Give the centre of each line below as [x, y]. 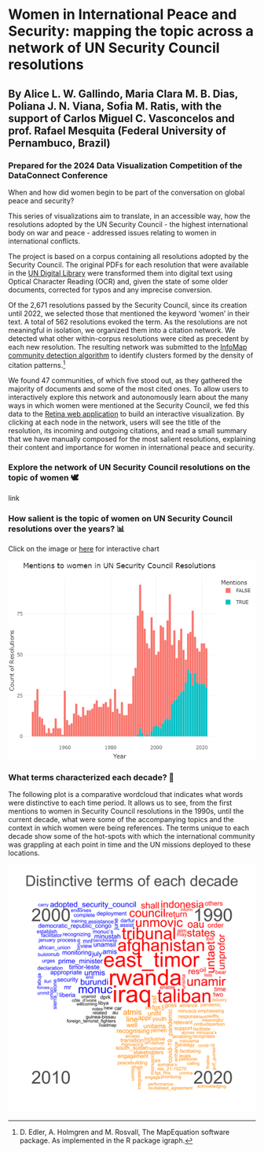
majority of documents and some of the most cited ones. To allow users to [128, 388]
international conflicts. [44, 241]
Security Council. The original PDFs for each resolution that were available [128, 265]
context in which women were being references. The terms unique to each [129, 828]
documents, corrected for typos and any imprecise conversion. [110, 290]
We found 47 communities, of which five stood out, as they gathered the [125, 380]
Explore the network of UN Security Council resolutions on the [129, 468]
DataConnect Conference [58, 175]
